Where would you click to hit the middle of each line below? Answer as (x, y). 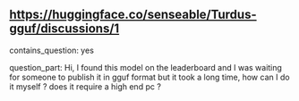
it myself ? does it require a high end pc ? (85, 86)
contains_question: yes (51, 50)
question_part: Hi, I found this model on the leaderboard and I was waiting (145, 67)
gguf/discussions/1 (64, 29)
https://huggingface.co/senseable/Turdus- (133, 15)
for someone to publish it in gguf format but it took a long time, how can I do (149, 77)
